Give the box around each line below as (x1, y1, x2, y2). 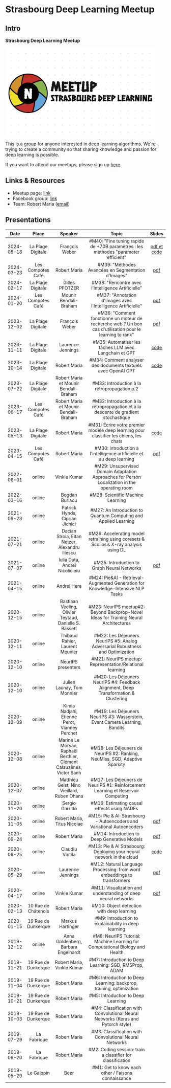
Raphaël (60, 748, 78, 754)
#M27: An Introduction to (90, 507, 144, 514)
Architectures (102, 620, 131, 626)
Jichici (62, 521, 76, 527)
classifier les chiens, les (91, 432, 141, 438)
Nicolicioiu (58, 568, 80, 574)
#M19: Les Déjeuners (94, 708, 139, 714)
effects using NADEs (95, 806, 138, 812)
